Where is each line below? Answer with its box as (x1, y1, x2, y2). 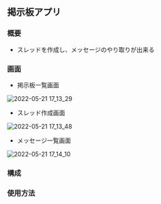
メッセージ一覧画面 (16, 136, 72, 145)
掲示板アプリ (7, 6, 61, 18)
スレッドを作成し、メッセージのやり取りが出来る (16, 45, 155, 53)
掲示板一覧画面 (16, 81, 59, 89)
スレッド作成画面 (16, 108, 65, 117)
